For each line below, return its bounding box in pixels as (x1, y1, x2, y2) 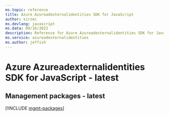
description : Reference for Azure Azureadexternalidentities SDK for (5, 30, 154, 35)
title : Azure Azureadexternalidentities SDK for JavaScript (5, 12, 134, 17)
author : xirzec (5, 16, 37, 21)
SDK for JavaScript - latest (5, 72, 119, 83)
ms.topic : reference (5, 7, 49, 12)
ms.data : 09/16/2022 (5, 26, 49, 31)
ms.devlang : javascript (5, 21, 55, 26)
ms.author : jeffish (5, 40, 46, 45)
